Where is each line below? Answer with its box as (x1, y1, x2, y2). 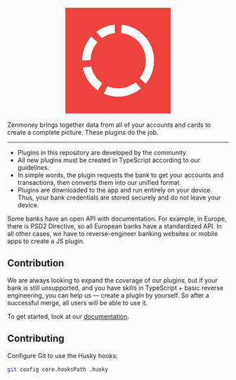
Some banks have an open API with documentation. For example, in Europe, (7, 214, 227, 223)
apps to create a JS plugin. (7, 237, 86, 245)
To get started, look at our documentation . (7, 312, 130, 321)
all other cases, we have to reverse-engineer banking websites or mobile (7, 230, 218, 238)
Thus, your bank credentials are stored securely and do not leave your (17, 193, 221, 202)
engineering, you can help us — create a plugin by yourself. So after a (7, 290, 209, 300)
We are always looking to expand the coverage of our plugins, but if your (7, 276, 218, 284)
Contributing (7, 333, 65, 345)
